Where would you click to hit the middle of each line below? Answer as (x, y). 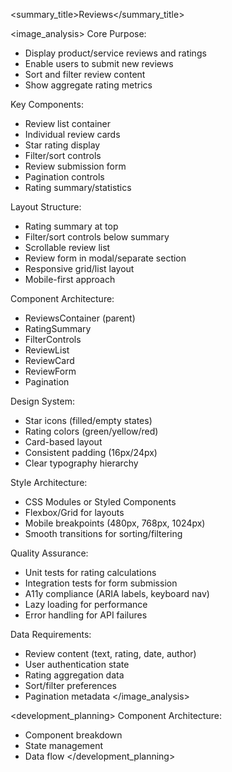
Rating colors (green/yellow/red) (91, 431)
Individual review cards (72, 134)
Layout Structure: (46, 207)
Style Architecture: (49, 482)
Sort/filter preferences (70, 685)
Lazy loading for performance (86, 604)
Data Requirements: (51, 634)
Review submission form (75, 166)
